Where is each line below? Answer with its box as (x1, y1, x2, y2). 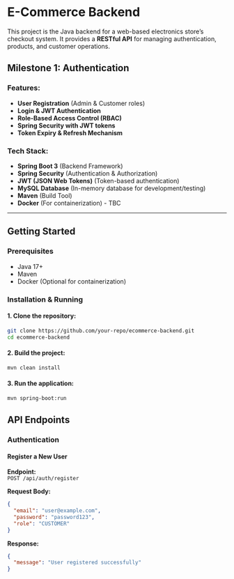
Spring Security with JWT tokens (17, 121, 116, 130)
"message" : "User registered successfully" (13, 559, 141, 566)
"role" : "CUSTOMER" (13, 520, 70, 527)
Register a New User (7, 452, 68, 461)
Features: (7, 83, 40, 93)
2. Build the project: (7, 349, 65, 357)
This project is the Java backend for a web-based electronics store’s (7, 27, 204, 36)
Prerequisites (7, 247, 54, 256)
